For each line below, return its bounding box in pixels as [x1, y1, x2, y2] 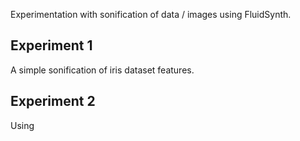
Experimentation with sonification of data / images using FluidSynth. [10, 9, 292, 20]
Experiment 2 [10, 93, 96, 110]
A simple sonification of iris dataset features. [10, 64, 195, 76]
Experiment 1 [10, 37, 93, 54]
